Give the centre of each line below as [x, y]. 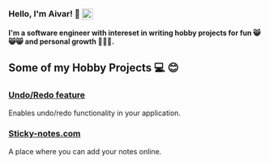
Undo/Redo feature [47, 95]
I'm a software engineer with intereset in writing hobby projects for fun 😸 [134, 32]
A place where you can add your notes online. [85, 151]
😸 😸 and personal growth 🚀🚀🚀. [62, 41]
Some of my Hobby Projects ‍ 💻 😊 [94, 68]
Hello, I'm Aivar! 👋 [45, 14]
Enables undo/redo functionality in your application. [94, 113]
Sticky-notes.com [45, 134]
